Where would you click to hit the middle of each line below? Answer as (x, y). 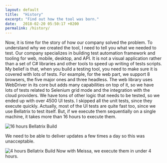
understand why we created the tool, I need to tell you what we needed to (81, 48)
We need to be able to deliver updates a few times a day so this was (75, 136)
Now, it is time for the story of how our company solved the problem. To (79, 42)
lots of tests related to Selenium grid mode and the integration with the (78, 90)
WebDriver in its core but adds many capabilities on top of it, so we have (80, 85)
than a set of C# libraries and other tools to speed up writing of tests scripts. (83, 64)
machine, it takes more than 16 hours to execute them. (61, 117)
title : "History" (24, 14)
